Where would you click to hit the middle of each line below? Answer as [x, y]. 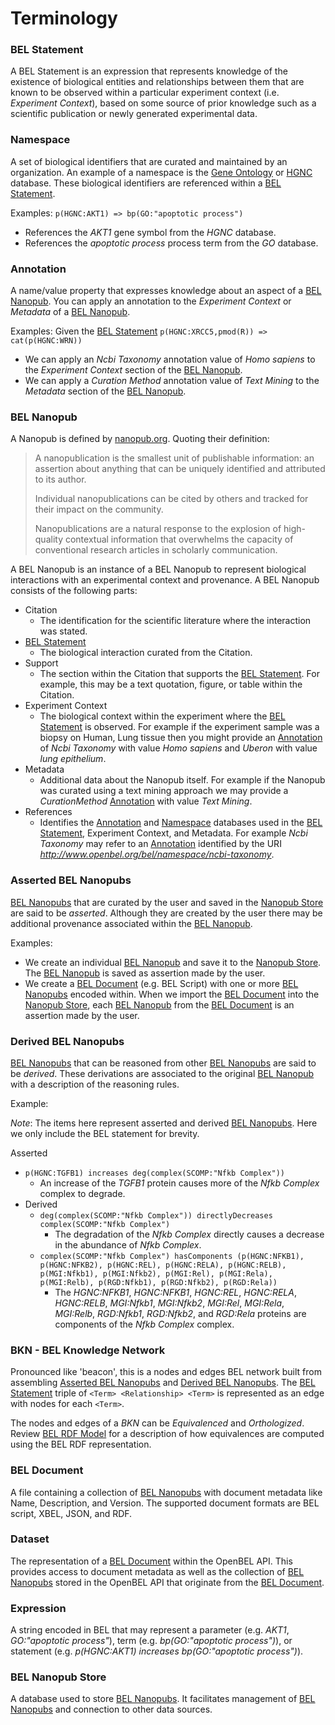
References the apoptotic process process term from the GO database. [171, 243]
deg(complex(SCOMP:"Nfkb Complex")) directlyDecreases [156, 1215]
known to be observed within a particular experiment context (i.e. [145, 93]
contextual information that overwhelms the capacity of [179, 539]
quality [49, 539]
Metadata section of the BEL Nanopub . [105, 391]
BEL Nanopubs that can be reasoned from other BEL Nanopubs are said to [163, 1063]
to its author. [60, 479]
